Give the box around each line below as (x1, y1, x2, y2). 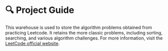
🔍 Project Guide (5, 4, 74, 16)
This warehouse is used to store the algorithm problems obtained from (5, 24, 152, 30)
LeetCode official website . (5, 40, 60, 46)
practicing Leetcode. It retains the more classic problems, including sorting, (5, 29, 163, 35)
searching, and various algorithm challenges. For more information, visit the (5, 35, 163, 41)
